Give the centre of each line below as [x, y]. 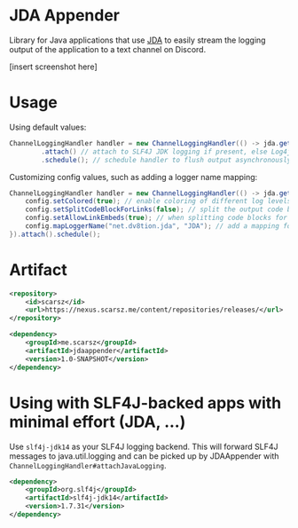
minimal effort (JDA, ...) [98, 422]
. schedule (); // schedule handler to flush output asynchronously [166, 160]
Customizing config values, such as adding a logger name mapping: [133, 177]
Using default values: [48, 127]
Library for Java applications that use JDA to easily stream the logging [137, 40]
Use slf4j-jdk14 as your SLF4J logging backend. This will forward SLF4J [144, 446]
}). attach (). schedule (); [55, 234]
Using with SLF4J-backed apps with [145, 402]
